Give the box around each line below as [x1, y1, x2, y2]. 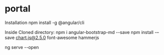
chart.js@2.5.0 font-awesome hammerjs [15, 34, 99, 40]
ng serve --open [5, 44, 39, 50]
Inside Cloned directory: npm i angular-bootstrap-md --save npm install [5, 29, 154, 35]
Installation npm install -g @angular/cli [5, 19, 84, 25]
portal [5, 3, 31, 14]
